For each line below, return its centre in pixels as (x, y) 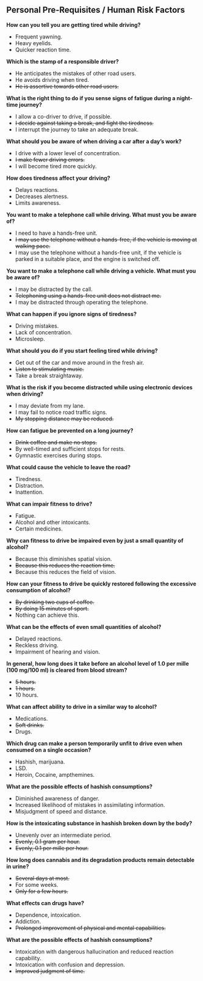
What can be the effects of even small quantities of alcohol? (84, 626)
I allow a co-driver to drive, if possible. (63, 116)
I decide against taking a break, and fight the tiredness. (84, 123)
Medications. (31, 718)
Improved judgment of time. (50, 971)
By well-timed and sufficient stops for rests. (70, 449)
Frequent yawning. (39, 37)
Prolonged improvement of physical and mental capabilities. (91, 928)
